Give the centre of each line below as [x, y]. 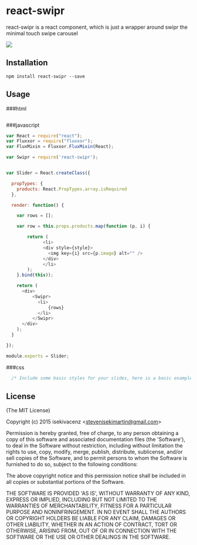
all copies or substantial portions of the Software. [65, 482]
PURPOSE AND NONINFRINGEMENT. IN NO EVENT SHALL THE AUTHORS [96, 512]
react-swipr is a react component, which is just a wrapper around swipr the [97, 27]
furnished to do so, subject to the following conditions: [72, 465]
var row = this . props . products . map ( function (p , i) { [84, 226]
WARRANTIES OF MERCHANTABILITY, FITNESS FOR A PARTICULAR [89, 506]
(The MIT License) [28, 411]
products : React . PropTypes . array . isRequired [72, 189]
